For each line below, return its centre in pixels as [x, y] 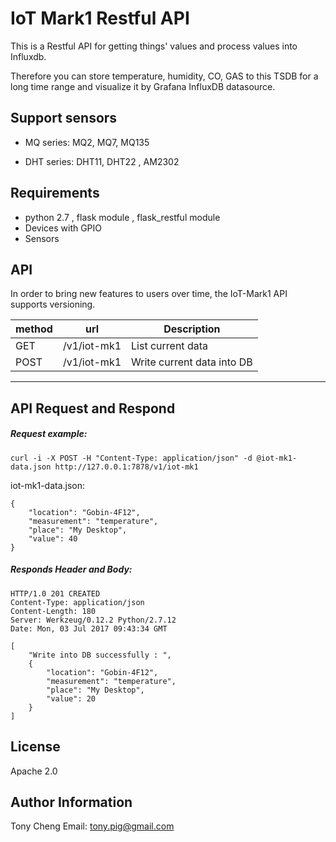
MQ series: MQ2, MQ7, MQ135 [87, 142]
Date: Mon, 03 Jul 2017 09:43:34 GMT [89, 628]
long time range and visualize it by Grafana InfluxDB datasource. [143, 86]
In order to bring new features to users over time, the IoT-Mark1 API [149, 294]
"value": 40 [53, 538]
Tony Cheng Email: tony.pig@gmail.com [92, 826]
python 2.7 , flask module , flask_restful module [122, 217]
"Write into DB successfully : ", [100, 655]
